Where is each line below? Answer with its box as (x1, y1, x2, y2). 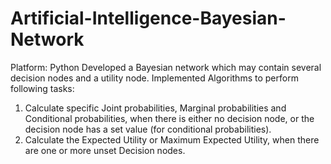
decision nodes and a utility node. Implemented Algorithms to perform (10, 72, 299, 84)
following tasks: (10, 82, 75, 94)
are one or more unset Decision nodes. (24, 144, 186, 156)
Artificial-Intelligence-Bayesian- (10, 7, 287, 30)
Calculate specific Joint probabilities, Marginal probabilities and (24, 102, 287, 114)
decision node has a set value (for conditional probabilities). (24, 123, 272, 135)
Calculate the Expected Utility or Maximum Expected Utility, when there (24, 133, 320, 146)
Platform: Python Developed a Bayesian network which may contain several (10, 61, 322, 73)
